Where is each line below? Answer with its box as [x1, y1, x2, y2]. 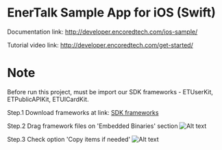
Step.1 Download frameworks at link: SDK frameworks [7, 108, 159, 116]
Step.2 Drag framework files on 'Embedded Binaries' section [7, 122, 178, 130]
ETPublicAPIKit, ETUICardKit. [7, 95, 89, 103]
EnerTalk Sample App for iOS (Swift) [7, 5, 216, 21]
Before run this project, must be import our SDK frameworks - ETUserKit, [7, 87, 214, 96]
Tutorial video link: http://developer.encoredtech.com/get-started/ [7, 41, 193, 49]
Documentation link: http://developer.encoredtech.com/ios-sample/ [7, 28, 198, 36]
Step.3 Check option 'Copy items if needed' [7, 135, 131, 143]
